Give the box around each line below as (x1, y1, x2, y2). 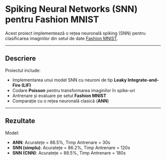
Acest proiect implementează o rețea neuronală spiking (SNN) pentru (5, 30, 146, 36)
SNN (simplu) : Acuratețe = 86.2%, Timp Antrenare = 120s (12, 144, 130, 151)
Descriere (5, 54, 36, 63)
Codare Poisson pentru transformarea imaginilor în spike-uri (12, 87, 135, 93)
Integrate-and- (127, 77, 159, 83)
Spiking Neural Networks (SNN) (5, 3, 138, 15)
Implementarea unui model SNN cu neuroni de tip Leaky (12, 77, 127, 83)
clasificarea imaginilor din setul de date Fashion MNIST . (5, 35, 119, 41)
